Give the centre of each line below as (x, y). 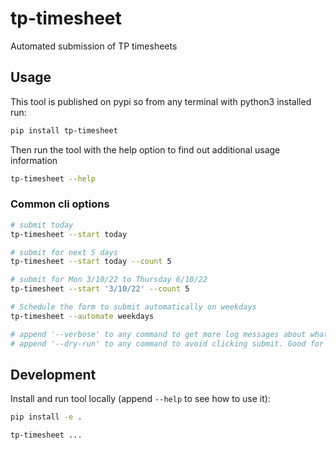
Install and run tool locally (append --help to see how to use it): (140, 399)
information (34, 160)
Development (53, 374)
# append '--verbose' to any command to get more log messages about (158, 334)
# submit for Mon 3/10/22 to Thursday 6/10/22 (109, 280)
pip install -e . (46, 417)
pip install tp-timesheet (64, 130)
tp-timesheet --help (53, 178)
